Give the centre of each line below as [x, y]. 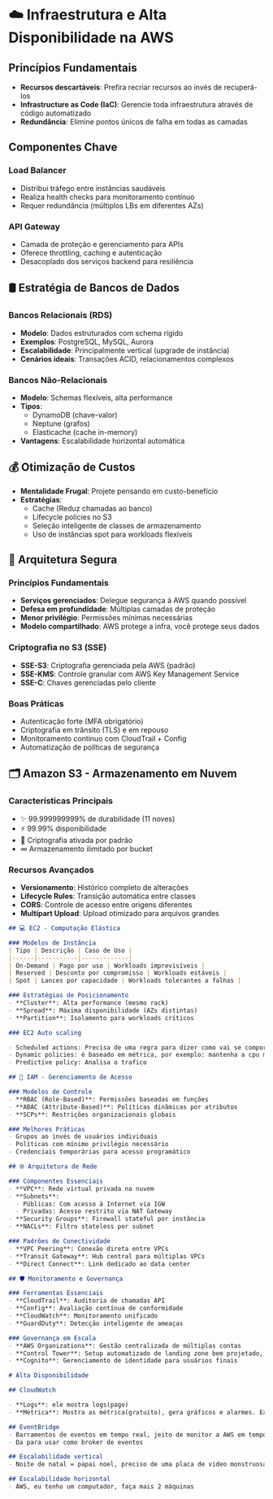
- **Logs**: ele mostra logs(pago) [69, 1405]
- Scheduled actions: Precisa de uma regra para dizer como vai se [125, 1047]
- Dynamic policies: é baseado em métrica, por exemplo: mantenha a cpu [134, 1055]
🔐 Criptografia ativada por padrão [76, 840]
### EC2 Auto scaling [45, 1032]
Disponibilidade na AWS [91, 38]
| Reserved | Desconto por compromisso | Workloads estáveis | [118, 973]
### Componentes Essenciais [56, 1181]
